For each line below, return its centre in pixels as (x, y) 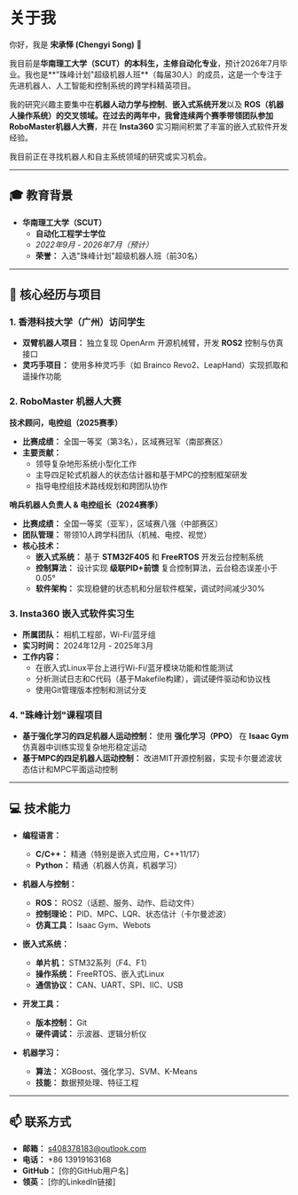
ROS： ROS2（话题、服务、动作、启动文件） (117, 903)
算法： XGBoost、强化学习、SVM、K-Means (116, 1072)
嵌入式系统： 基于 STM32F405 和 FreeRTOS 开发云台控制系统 (149, 556)
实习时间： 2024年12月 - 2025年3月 (87, 646)
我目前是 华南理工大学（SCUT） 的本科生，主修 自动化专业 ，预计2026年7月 (145, 63)
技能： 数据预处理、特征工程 (87, 1082)
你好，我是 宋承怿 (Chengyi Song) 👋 (75, 44)
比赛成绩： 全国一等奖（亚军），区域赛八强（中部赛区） (122, 523)
